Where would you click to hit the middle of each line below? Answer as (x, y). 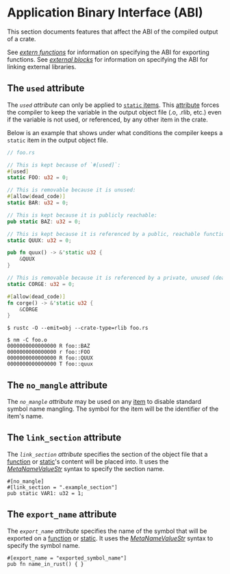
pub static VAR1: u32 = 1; (46, 493)
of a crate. (22, 38)
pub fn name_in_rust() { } (46, 564)
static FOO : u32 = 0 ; (38, 178)
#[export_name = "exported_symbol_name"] (67, 558)
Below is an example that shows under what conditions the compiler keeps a (115, 132)
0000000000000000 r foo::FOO (49, 352)
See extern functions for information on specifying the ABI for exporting (108, 52)
